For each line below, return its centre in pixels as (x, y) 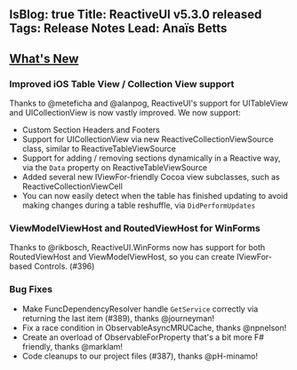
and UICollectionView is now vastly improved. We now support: (125, 113)
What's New (44, 58)
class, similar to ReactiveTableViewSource (99, 149)
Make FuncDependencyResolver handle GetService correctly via (140, 309)
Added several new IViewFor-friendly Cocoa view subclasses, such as (151, 177)
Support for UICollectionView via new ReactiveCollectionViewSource (148, 139)
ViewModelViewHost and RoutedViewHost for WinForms (135, 228)
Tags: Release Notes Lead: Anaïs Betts (118, 29)
